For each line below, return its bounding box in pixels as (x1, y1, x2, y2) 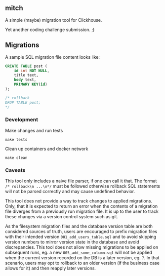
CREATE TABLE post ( (5, 64, 48, 69)
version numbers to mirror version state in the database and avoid (5, 239, 139, 245)
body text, (14, 78, 37, 82)
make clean (5, 155, 28, 160)
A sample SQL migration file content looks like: (5, 54, 100, 60)
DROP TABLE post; (5, 100, 41, 105)
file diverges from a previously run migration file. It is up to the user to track (5, 208, 159, 214)
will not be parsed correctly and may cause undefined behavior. (5, 189, 135, 195)
